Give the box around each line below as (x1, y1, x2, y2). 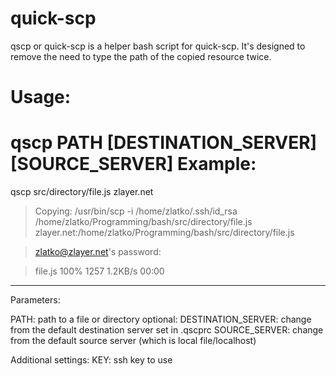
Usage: (10, 86, 72, 109)
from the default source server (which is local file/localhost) (10, 335, 257, 347)
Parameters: (10, 294, 61, 306)
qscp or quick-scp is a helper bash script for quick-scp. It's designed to (10, 40, 306, 52)
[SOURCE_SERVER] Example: (10, 153, 257, 176)
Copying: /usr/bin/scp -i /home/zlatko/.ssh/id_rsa (34, 205, 238, 217)
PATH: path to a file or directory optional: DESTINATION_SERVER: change (10, 313, 312, 326)
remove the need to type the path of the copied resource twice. (10, 50, 272, 62)
